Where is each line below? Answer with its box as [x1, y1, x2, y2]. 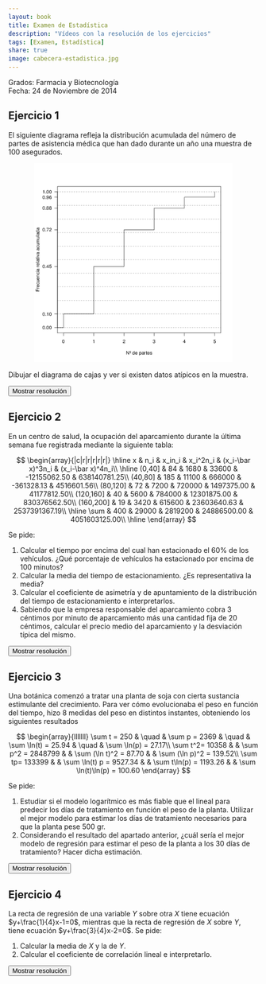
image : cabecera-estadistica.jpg [8, 55, 119, 63]
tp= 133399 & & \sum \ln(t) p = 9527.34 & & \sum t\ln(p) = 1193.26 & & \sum [10, 757, 256, 767]
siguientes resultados [8, 717, 79, 726]
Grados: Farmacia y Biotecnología [8, 78, 119, 87]
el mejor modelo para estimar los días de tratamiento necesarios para [19, 814, 248, 823]
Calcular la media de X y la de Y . [19, 941, 126, 951]
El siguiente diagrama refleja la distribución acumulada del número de [8, 130, 237, 139]
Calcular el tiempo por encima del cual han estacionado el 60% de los [19, 545, 249, 554]
